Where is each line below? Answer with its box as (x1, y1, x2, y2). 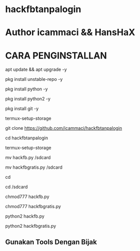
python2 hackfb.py (5, 213, 45, 219)
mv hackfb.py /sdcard (5, 155, 51, 161)
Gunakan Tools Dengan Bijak (5, 237, 97, 246)
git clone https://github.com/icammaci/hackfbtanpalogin (5, 125, 122, 131)
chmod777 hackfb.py (5, 193, 49, 200)
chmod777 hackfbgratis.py (5, 204, 61, 210)
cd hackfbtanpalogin (5, 135, 48, 141)
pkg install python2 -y (5, 96, 51, 102)
